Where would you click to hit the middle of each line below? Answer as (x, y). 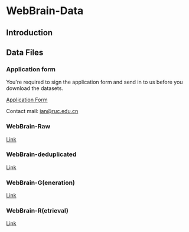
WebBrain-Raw (28, 127)
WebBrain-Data (45, 11)
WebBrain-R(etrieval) (38, 211)
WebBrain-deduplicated (41, 154)
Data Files (25, 52)
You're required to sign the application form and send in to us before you (94, 82)
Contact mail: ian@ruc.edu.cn (42, 111)
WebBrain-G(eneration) (41, 183)
